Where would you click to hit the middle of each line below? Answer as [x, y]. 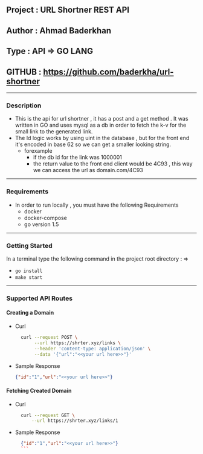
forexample [38, 151]
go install [29, 271]
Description [24, 105]
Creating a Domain [30, 313]
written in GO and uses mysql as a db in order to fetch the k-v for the [101, 125]
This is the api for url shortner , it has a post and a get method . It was [101, 119]
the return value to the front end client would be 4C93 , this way [113, 164]
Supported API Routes [40, 298]
